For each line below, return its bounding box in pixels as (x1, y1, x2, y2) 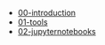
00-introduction (17, 8, 77, 18)
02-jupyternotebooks (17, 26, 96, 36)
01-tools (17, 17, 48, 27)
